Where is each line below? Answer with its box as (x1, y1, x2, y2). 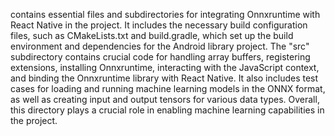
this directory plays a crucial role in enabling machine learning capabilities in (10, 104, 325, 116)
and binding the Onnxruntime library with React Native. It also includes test (10, 72, 319, 84)
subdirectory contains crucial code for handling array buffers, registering (10, 51, 311, 63)
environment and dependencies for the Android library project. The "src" (10, 40, 310, 52)
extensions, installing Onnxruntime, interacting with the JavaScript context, (10, 62, 320, 73)
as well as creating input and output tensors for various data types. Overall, (10, 94, 320, 105)
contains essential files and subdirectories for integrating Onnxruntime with (10, 9, 321, 20)
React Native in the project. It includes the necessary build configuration (10, 19, 308, 31)
